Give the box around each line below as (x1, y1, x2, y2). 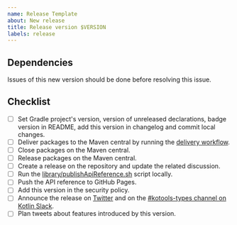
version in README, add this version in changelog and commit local (17, 122, 216, 131)
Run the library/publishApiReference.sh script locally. (17, 170, 173, 178)
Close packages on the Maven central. (17, 146, 131, 154)
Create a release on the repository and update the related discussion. (17, 162, 221, 170)
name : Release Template (7, 10, 78, 18)
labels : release (7, 30, 55, 38)
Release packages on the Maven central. (17, 154, 137, 163)
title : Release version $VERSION (7, 23, 106, 31)
